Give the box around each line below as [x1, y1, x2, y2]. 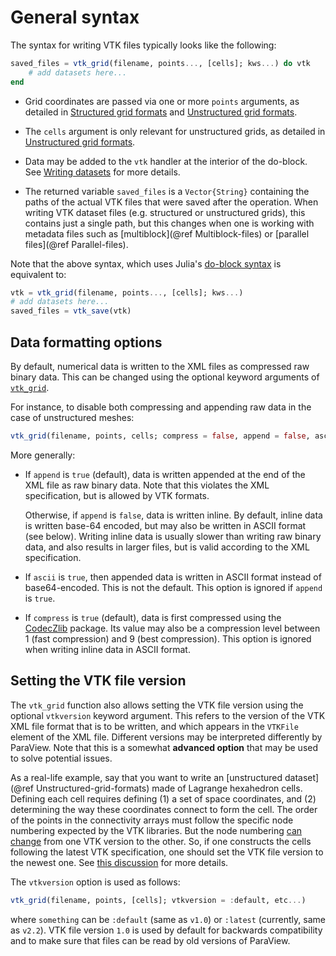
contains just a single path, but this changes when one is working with [24, 217, 315, 229]
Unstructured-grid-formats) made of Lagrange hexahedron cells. [35, 782, 303, 794]
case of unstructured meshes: [10, 412, 135, 423]
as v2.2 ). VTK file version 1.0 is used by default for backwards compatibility [10, 924, 323, 936]
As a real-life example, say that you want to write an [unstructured [10, 771, 283, 783]
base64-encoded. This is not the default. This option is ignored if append [24, 581, 323, 593]
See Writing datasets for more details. [24, 166, 181, 178]
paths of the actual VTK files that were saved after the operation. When [24, 196, 319, 208]
